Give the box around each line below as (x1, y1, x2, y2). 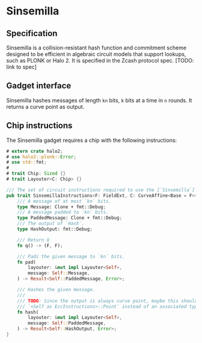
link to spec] (6, 63, 37, 70)
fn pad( (17, 259, 36, 265)
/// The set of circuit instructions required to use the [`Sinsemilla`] (6, 187, 195, 193)
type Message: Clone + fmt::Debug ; (17, 203, 106, 210)
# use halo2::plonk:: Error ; (6, 153, 77, 160)
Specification (6, 28, 58, 39)
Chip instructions (6, 120, 73, 131)
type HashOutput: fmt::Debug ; (17, 226, 93, 232)
